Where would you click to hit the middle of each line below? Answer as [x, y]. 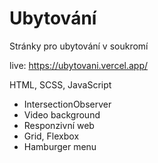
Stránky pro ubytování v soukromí [79, 46]
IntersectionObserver [67, 104]
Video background [62, 114]
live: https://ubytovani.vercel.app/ [79, 65]
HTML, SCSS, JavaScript [60, 84]
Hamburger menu [60, 146]
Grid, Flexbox [51, 136]
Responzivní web [59, 125]
